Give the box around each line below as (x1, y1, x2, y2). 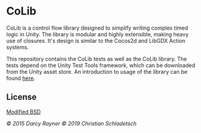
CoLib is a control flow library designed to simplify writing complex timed (6, 24, 189, 31)
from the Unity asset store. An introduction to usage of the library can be (6, 68, 188, 75)
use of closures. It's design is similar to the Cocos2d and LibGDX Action (6, 37, 186, 44)
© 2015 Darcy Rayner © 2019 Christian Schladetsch (6, 120, 137, 127)
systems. (6, 44, 29, 51)
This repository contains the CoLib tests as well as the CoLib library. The (6, 55, 187, 62)
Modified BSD (6, 108, 41, 115)
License (6, 92, 37, 102)
